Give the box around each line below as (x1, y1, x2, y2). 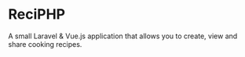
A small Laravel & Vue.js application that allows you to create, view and (8, 31, 238, 41)
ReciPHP (8, 5, 65, 23)
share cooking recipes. (8, 39, 82, 48)
